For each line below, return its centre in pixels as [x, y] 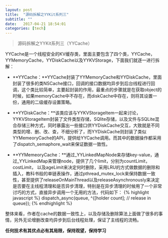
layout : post [19, 10]
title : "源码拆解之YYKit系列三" [37, 15]
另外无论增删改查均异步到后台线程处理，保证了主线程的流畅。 [77, 220]
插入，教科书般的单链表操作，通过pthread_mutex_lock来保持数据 [79, 174]
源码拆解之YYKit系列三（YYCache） [55, 44]
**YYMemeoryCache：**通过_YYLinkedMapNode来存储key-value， [83, 155]
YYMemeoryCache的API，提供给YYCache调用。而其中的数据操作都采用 [87, 138]
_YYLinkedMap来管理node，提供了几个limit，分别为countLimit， [83, 161]
